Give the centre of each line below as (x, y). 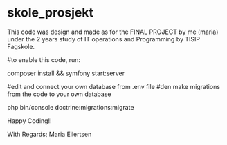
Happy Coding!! (29, 120)
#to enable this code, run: (44, 59)
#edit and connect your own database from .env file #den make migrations (113, 86)
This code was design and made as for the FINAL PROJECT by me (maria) (113, 32)
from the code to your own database (59, 94)
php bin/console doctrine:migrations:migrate (71, 107)
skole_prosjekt (50, 13)
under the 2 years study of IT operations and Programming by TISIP (104, 39)
